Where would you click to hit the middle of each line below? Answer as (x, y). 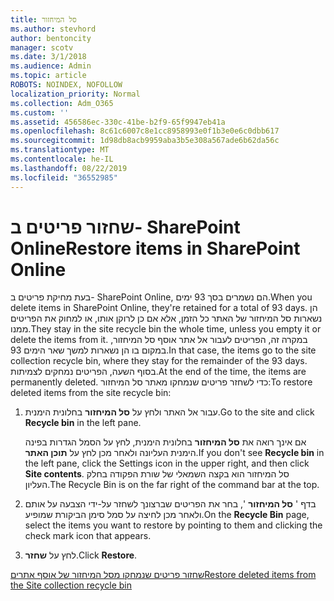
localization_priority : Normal (75, 94)
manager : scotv (42, 47)
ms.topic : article (48, 76)
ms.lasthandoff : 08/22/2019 (69, 168)
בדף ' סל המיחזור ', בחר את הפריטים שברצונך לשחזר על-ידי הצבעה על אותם (170, 504)
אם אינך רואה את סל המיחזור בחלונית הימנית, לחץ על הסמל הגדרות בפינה (165, 442)
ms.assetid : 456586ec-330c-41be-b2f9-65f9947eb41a (118, 122)
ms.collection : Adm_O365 (62, 103)
